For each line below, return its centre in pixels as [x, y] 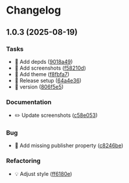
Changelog [34, 10]
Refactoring [24, 161]
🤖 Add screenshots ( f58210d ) [50, 68]
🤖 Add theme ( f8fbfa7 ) [42, 74]
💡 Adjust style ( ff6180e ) [43, 174]
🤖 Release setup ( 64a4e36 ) [48, 80]
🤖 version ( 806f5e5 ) [39, 87]
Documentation [29, 102]
